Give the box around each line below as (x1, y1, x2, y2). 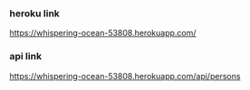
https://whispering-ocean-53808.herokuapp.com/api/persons (9, 70, 241, 81)
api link (9, 50, 43, 63)
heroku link (9, 7, 61, 20)
